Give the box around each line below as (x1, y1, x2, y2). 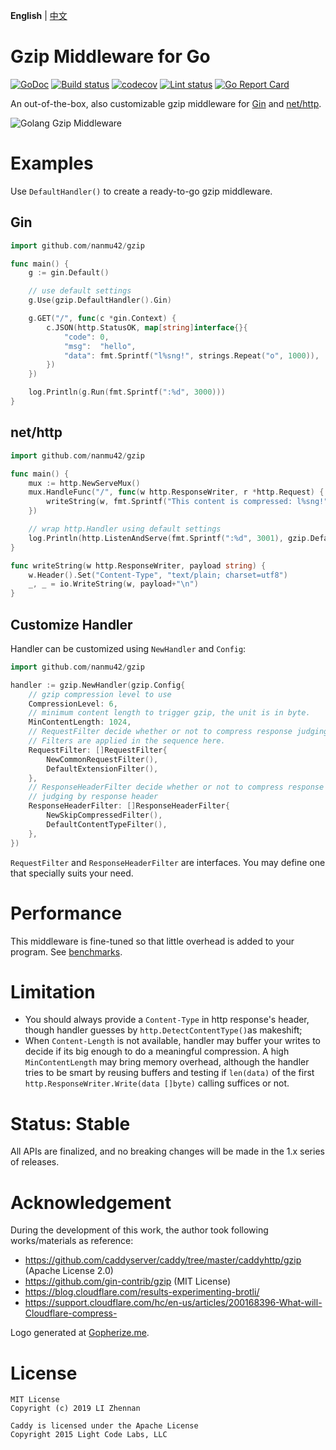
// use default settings (28, 286, 132, 296)
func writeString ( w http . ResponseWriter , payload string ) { (10, 560, 267, 571)
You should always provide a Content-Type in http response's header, (24, 1014, 310, 1026)
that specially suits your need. (10, 867, 134, 879)
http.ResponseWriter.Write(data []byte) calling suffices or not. (24, 1077, 290, 1089)
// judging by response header (28, 792, 159, 802)
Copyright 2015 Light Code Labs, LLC (10, 1430, 168, 1440)
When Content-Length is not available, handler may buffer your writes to (24, 1035, 321, 1047)
